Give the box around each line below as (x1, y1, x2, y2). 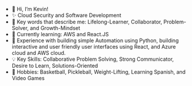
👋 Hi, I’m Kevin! (11, 6, 49, 12)
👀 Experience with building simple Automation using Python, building (11, 37, 179, 44)
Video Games (11, 75, 45, 81)
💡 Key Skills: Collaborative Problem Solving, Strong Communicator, (11, 56, 174, 63)
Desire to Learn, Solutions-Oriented (11, 62, 98, 69)
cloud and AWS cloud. (11, 50, 66, 56)
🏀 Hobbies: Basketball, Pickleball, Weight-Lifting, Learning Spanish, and (11, 68, 186, 75)
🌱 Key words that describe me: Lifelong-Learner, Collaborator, (11, 18, 163, 25)
